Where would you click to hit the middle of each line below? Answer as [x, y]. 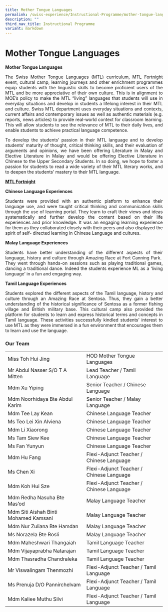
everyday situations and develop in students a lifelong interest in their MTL [84, 104]
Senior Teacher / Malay [113, 399]
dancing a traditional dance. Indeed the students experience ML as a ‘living [84, 268]
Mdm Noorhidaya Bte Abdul [40, 399]
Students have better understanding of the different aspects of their [84, 253]
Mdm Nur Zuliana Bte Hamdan [43, 526]
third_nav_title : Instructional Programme [50, 24]
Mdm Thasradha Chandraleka [42, 559]
